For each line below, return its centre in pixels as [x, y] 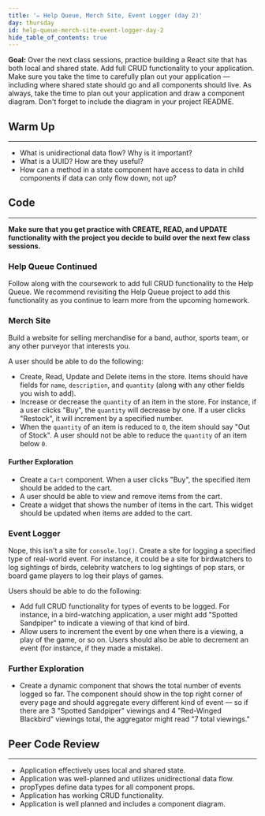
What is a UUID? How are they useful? [81, 162]
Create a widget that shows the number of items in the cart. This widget [136, 505]
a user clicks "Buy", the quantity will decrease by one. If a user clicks [132, 410]
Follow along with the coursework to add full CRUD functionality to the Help [131, 284]
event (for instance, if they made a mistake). [91, 648]
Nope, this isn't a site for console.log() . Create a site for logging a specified [132, 550]
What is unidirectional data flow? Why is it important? [106, 153]
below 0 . [33, 444]
